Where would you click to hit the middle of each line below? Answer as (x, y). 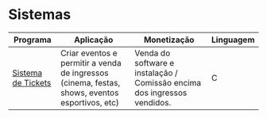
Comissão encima (168, 82)
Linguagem (233, 40)
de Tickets (32, 82)
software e (155, 63)
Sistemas (40, 15)
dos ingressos (161, 93)
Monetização (169, 40)
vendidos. (153, 102)
